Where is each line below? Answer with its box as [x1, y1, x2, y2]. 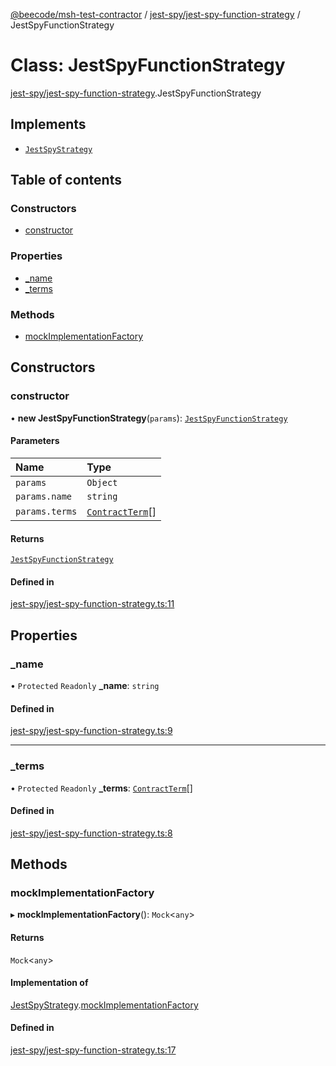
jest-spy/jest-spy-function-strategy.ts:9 [10, 725, 173, 737]
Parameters [10, 435, 60, 447]
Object [86, 477, 118, 488]
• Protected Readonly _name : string [10, 680, 160, 692]
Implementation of [10, 977, 89, 989]
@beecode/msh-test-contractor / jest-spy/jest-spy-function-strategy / [10, 9, 301, 20]
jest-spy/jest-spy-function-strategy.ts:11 [10, 598, 175, 610]
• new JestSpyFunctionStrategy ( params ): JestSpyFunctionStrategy [10, 412, 288, 424]
